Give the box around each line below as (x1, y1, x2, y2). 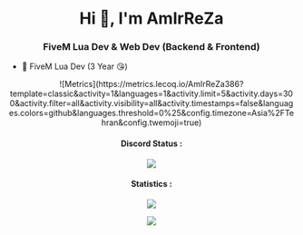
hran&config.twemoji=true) (101, 117, 202, 128)
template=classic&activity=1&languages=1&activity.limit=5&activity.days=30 (9, 88, 294, 99)
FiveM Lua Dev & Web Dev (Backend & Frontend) (43, 41, 260, 54)
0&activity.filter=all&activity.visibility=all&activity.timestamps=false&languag (9, 98, 294, 109)
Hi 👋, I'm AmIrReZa (79, 8, 224, 29)
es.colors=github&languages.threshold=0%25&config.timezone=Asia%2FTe (8, 108, 295, 119)
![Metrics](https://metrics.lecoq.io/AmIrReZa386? (59, 79, 244, 90)
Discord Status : (120, 138, 183, 149)
